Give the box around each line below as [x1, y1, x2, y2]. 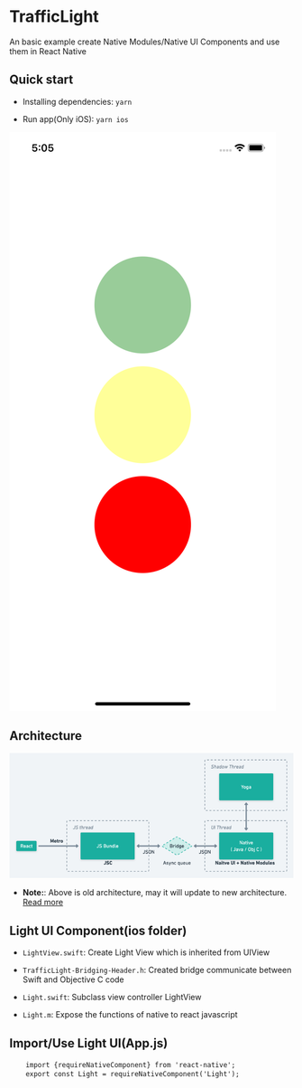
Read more [22, 897, 64, 908]
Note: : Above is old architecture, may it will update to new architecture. [22, 887, 287, 898]
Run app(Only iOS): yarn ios [22, 113, 129, 124]
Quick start [9, 72, 74, 88]
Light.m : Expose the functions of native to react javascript [22, 1009, 238, 1020]
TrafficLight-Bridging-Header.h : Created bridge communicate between [22, 965, 292, 976]
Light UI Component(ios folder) [9, 922, 188, 938]
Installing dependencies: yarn [22, 96, 133, 107]
